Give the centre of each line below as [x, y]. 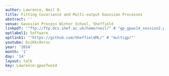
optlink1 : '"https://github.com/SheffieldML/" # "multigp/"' [71, 38]
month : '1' [17, 51]
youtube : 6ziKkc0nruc [28, 42]
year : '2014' [19, 47]
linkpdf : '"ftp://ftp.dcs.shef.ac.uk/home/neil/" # [60, 28]
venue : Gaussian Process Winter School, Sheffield [59, 24]
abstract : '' [19, 19]
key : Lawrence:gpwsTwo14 [31, 65]
